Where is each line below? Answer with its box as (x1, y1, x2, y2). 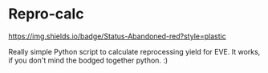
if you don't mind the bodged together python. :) (8, 55, 169, 65)
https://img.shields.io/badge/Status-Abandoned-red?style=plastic (8, 31, 226, 41)
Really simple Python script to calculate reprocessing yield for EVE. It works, (8, 47, 261, 56)
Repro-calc (8, 5, 84, 23)
